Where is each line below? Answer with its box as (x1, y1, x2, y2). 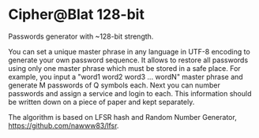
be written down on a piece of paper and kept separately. (8, 97, 195, 106)
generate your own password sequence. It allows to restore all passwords (8, 55, 249, 65)
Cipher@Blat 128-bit (8, 6, 145, 24)
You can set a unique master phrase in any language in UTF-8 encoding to (8, 47, 250, 56)
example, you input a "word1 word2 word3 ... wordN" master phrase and (8, 72, 243, 81)
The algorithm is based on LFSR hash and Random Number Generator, (8, 112, 237, 121)
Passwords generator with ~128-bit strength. (8, 32, 154, 41)
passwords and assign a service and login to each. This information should (8, 88, 252, 98)
